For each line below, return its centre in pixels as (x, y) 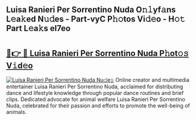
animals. (16, 112)
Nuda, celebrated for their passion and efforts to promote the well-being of (98, 106)
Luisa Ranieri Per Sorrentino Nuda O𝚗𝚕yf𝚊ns (91, 10)
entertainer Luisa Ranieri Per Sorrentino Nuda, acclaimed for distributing (95, 87)
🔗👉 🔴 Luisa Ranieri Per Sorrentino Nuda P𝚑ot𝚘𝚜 (97, 53)
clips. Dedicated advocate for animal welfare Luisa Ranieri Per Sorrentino (96, 99)
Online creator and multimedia (152, 80)
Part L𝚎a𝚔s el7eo (38, 28)
